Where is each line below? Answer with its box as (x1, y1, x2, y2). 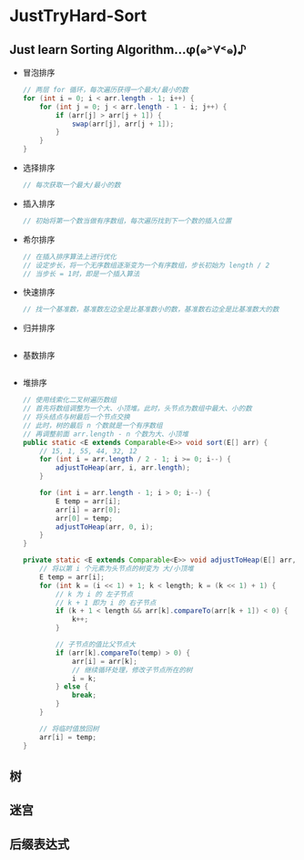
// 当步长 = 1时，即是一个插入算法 (22, 269, 140, 278)
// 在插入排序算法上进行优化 (22, 252, 117, 261)
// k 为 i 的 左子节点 (56, 589, 134, 598)
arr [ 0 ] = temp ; (56, 513, 114, 523)
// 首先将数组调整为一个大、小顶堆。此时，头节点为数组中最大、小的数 (22, 404, 252, 413)
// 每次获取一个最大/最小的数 (22, 181, 121, 190)
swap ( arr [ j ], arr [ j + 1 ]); (71, 119, 175, 129)
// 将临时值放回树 (39, 724, 100, 733)
